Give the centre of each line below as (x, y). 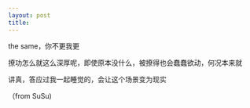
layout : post (29, 15)
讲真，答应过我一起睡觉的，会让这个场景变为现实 (87, 79)
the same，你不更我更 (44, 46)
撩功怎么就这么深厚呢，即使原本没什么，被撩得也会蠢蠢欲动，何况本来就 (125, 63)
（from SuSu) (30, 95)
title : (19, 23)
